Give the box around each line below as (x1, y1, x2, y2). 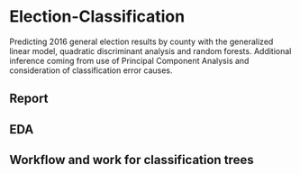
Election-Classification (9, 6, 186, 27)
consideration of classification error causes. (9, 65, 173, 76)
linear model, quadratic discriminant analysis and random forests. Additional (9, 45, 292, 56)
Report (9, 91, 49, 106)
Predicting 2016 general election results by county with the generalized (9, 36, 274, 47)
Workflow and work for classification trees (9, 152, 254, 168)
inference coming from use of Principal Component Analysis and (9, 55, 250, 66)
